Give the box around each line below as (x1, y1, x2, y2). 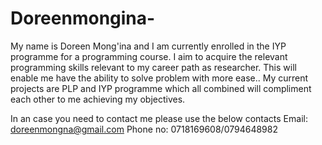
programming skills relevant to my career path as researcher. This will (10, 61, 297, 73)
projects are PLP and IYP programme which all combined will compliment (10, 82, 312, 94)
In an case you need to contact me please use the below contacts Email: (10, 112, 308, 124)
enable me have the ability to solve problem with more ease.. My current (10, 72, 309, 84)
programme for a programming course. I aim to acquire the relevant (10, 50, 288, 62)
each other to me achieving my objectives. (10, 93, 186, 105)
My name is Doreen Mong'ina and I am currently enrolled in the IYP (10, 40, 287, 52)
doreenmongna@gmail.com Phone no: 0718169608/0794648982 (10, 123, 278, 135)
